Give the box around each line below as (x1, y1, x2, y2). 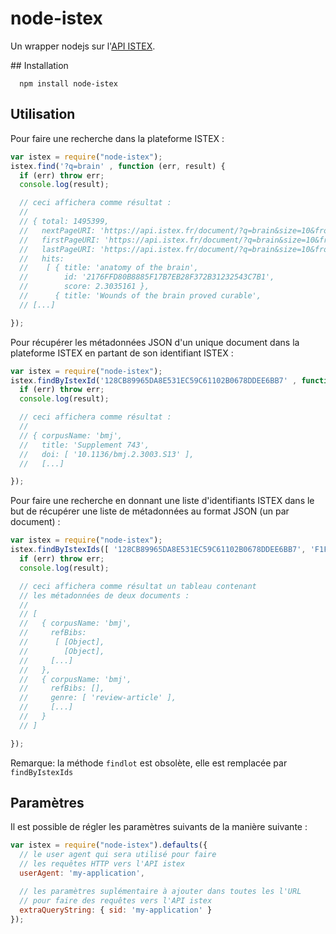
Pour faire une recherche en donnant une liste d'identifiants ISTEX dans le (10, 495, 315, 507)
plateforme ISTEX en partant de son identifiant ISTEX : (10, 347, 234, 359)
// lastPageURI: (19, 244, 97, 254)
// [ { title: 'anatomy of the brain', (19, 263, 199, 273)
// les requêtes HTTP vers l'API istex (19, 859, 186, 869)
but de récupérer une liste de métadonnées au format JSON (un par (10, 505, 290, 517)
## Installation (10, 59, 69, 71)
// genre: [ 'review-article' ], (19, 693, 177, 703)
